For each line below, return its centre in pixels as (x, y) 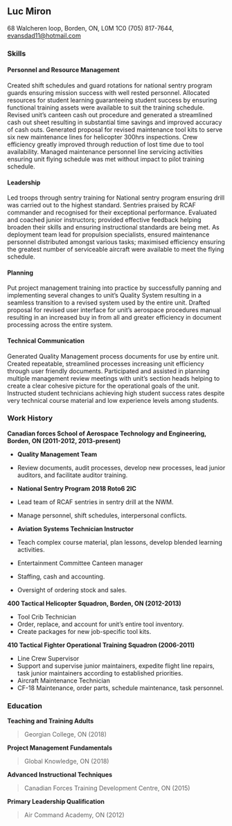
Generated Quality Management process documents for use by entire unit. (113, 356)
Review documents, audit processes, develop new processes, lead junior (121, 467)
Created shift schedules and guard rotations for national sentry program (110, 85)
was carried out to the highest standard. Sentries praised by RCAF (101, 205)
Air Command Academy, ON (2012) (74, 815)
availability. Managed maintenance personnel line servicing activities (105, 151)
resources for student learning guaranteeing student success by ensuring (112, 100)
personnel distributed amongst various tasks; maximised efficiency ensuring (116, 242)
